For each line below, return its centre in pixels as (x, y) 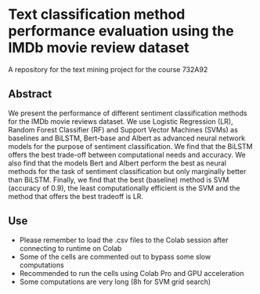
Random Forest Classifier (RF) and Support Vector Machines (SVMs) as (123, 129)
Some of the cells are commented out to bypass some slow (115, 256)
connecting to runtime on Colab (70, 248)
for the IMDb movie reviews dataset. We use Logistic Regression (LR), (121, 121)
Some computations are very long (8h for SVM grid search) (115, 281)
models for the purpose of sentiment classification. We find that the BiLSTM (130, 146)
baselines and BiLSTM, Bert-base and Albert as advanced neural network (126, 138)
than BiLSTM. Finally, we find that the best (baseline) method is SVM (119, 180)
